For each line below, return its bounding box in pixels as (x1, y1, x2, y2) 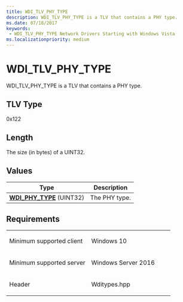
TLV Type (6, 99, 43, 109)
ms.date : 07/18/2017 (6, 20, 58, 26)
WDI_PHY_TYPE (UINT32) (9, 194, 85, 202)
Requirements (6, 213, 60, 224)
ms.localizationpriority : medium (6, 36, 90, 42)
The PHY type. (90, 194, 132, 202)
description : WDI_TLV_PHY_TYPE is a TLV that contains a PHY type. (6, 14, 178, 20)
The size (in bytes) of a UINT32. (6, 148, 86, 155)
